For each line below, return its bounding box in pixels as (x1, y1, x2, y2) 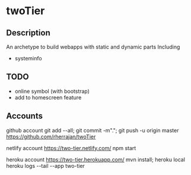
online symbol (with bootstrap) (14, 87, 90, 95)
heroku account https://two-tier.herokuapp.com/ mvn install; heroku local (6, 155, 186, 163)
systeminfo (14, 55, 43, 61)
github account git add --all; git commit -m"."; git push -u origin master (6, 127, 179, 134)
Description (6, 28, 50, 38)
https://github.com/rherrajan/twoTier (6, 133, 96, 140)
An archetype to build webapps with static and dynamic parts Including (6, 43, 180, 50)
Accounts (6, 111, 43, 121)
